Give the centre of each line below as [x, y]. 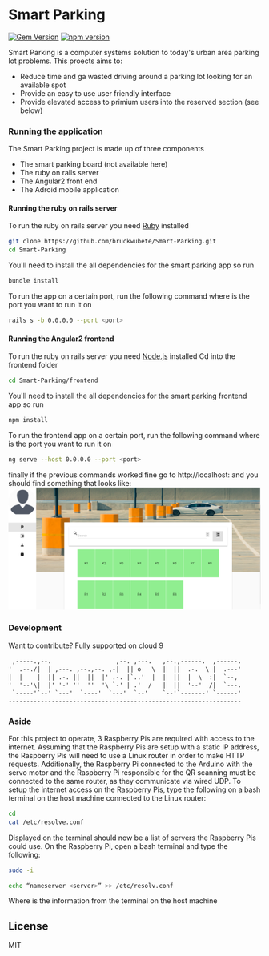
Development [35, 628]
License [28, 926]
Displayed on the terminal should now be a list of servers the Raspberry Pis [132, 838]
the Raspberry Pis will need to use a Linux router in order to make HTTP [126, 755]
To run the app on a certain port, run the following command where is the [129, 296]
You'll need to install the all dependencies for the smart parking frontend [128, 396]
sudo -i [21, 870]
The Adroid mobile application [70, 190]
